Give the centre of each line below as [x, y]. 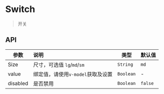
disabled [18, 83]
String [125, 64]
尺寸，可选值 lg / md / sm [59, 65]
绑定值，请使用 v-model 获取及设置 [73, 74]
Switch [20, 9]
